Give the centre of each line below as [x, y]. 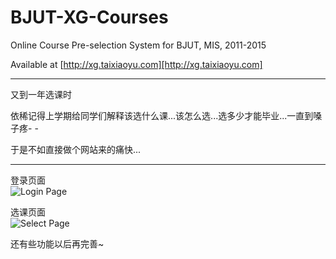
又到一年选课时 [41, 94]
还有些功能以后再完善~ [57, 243]
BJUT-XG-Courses [89, 17]
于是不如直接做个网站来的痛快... [76, 149]
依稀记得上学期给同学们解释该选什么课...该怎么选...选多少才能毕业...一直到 [162, 115]
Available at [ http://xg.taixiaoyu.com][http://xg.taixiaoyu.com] [136, 64]
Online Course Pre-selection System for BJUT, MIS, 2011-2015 [138, 45]
